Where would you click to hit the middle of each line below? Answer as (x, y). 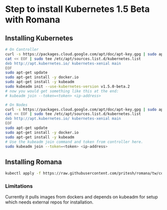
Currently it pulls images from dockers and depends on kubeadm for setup (82, 197)
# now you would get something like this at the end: (62, 91)
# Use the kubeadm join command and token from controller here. (74, 142)
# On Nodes (16, 105)
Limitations (19, 186)
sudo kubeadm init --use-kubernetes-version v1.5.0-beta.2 (68, 87)
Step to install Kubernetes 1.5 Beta (78, 9)
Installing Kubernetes (39, 38)
